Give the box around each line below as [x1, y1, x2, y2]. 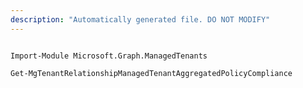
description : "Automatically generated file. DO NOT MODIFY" [10, 14, 271, 25]
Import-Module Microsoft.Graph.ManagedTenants [10, 51, 208, 61]
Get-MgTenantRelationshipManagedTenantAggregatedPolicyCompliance [10, 68, 293, 78]
